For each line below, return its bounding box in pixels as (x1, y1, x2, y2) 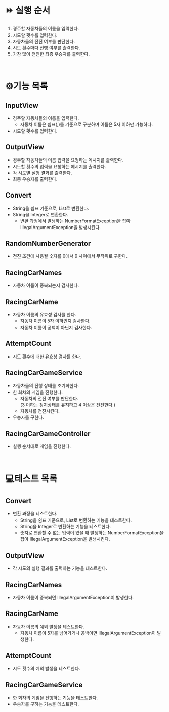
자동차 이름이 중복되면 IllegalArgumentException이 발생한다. (12, 595, 134, 601)
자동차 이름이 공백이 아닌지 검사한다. (20, 325, 92, 330)
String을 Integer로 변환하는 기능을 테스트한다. (20, 524, 111, 530)
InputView (5, 101, 39, 110)
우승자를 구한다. (12, 414, 44, 420)
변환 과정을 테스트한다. (12, 511, 58, 517)
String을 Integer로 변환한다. (12, 211, 68, 217)
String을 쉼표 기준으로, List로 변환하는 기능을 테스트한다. (20, 517, 132, 523)
